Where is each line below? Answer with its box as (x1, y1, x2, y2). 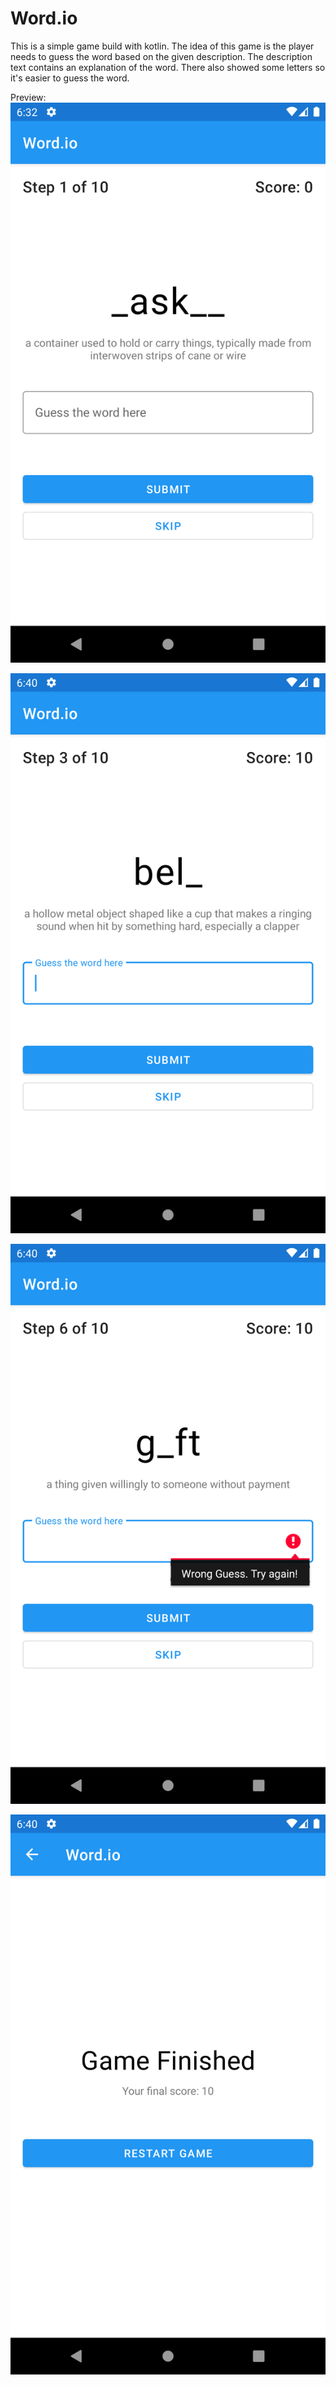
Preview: (10, 91, 47, 103)
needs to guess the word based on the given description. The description (10, 50, 313, 62)
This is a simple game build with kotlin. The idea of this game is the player (10, 40, 315, 52)
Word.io (10, 7, 78, 30)
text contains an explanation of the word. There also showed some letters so (10, 61, 326, 73)
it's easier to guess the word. (10, 72, 130, 84)
